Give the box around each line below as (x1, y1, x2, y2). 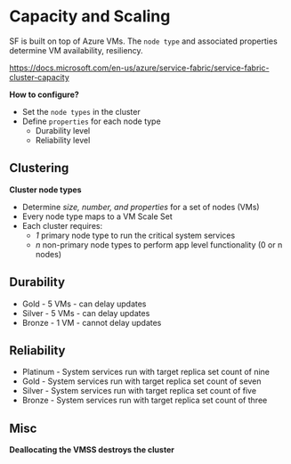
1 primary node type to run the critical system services (35, 230, 236, 240)
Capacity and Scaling (9, 6, 171, 27)
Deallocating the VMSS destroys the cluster (9, 444, 175, 455)
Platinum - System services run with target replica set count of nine (21, 367, 270, 378)
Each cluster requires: (21, 220, 103, 231)
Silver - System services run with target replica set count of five (21, 386, 256, 396)
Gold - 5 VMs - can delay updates (21, 298, 147, 309)
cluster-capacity (9, 71, 69, 82)
